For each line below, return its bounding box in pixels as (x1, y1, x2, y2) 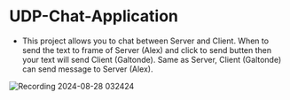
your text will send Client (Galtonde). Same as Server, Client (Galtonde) (21, 54, 282, 65)
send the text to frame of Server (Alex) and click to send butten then (21, 44, 272, 55)
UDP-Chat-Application (9, 6, 179, 27)
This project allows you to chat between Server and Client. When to (21, 35, 269, 46)
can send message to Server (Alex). (21, 64, 153, 74)
